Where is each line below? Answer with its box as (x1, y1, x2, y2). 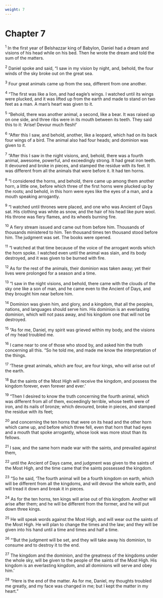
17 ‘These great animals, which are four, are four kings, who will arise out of (5, 362, 155, 369)
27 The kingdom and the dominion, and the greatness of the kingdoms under (5, 551, 158, 558)
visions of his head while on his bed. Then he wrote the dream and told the (5, 50, 154, 56)
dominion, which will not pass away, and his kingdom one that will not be (5, 311, 150, 317)
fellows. (5, 435, 21, 440)
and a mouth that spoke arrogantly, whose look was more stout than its (5, 429, 147, 435)
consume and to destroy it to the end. (5, 542, 80, 548)
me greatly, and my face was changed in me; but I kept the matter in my (5, 583, 149, 589)
